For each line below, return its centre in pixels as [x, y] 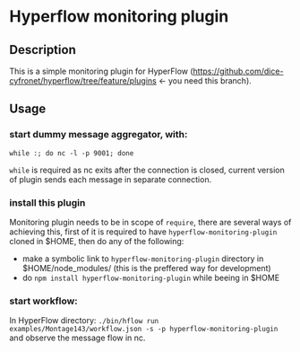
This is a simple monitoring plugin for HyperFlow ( [102, 71]
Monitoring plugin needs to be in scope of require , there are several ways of [150, 222]
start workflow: [43, 301]
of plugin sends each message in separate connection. [111, 179]
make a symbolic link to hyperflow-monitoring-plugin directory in [143, 259]
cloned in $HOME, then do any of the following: [97, 241]
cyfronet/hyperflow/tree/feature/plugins [83, 81]
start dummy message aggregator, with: [99, 135]
